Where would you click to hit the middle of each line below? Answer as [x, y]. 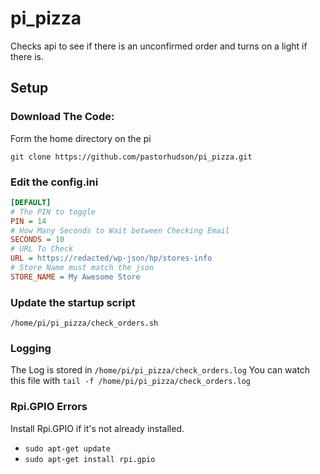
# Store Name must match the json [82, 268]
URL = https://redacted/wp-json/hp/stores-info [111, 258]
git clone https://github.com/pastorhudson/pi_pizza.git [131, 157]
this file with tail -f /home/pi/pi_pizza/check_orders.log [130, 381]
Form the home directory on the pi [81, 138]
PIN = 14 [28, 221]
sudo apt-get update [67, 448]
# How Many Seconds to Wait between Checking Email [120, 230]
